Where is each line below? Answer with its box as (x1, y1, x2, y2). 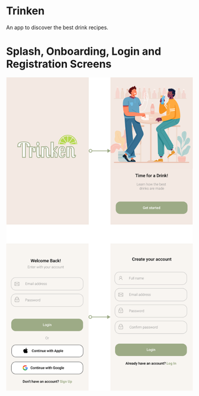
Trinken (6, 4, 45, 18)
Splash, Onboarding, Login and (6, 45, 162, 58)
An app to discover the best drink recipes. (6, 24, 108, 31)
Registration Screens (6, 58, 112, 71)
